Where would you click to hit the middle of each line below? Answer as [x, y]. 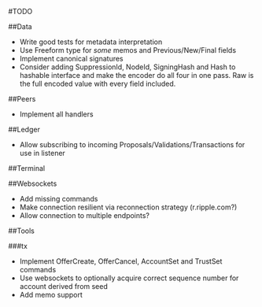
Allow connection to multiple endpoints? [85, 215]
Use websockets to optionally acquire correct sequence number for [129, 278]
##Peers [22, 99]
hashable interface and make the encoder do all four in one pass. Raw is [137, 75]
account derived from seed [64, 286]
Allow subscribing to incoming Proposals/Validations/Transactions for [132, 144]
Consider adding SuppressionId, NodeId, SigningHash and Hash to [127, 67]
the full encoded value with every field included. [98, 83]
